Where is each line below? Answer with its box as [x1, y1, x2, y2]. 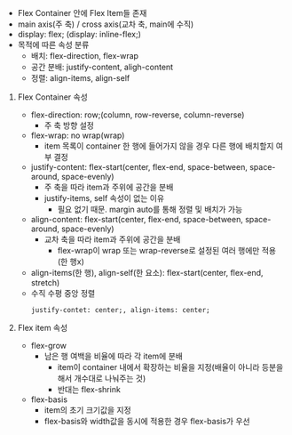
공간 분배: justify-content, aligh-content [30, 61, 174, 72]
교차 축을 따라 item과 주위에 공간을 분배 [43, 234, 181, 245]
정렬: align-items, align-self [30, 73, 130, 83]
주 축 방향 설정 [43, 120, 95, 131]
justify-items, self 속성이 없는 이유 [43, 193, 165, 203]
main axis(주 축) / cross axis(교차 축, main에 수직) [17, 19, 194, 29]
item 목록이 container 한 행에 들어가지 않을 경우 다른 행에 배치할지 [43, 141, 274, 151]
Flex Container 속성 [17, 92, 89, 102]
